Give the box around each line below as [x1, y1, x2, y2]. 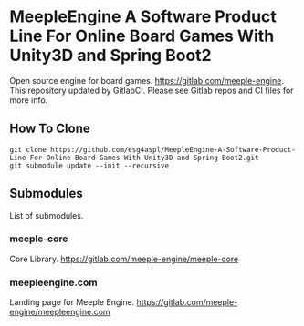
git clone [9, 145, 47, 154]
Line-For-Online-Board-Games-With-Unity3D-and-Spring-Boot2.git [9, 153, 259, 162]
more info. [9, 94, 48, 106]
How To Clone [9, 121, 91, 137]
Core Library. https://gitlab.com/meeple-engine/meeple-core [9, 253, 239, 264]
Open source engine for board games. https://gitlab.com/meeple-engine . [9, 75, 285, 86]
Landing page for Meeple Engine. [9, 297, 135, 308]
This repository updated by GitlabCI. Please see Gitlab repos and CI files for [9, 85, 294, 96]
